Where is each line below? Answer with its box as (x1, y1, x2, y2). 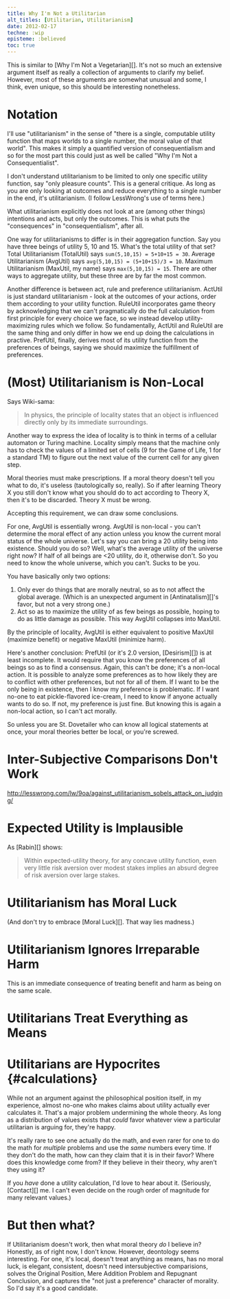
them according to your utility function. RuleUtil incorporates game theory (7, 300, 216, 308)
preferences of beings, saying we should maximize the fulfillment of (7, 343, 199, 351)
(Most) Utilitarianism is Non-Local (7, 375, 204, 390)
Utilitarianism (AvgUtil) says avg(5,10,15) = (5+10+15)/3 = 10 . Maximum (7, 257, 213, 265)
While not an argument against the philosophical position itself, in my (7, 1094, 202, 1102)
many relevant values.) (7, 1193, 71, 1201)
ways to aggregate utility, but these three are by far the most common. (7, 271, 207, 280)
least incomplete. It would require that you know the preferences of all (7, 655, 206, 664)
